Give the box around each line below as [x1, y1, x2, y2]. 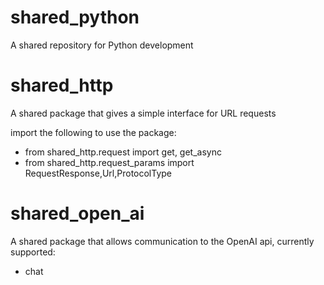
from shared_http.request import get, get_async [24, 146, 222, 158]
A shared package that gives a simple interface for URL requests [10, 107, 277, 119]
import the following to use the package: [10, 126, 177, 138]
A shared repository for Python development [10, 39, 194, 51]
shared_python [10, 6, 140, 29]
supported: [10, 246, 56, 258]
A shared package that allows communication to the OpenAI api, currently [10, 235, 315, 247]
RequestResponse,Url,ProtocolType [24, 167, 173, 179]
